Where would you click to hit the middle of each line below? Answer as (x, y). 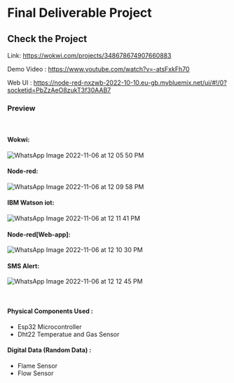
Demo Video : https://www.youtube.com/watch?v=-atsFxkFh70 (99, 69)
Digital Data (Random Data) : (49, 350)
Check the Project (47, 39)
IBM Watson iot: (31, 203)
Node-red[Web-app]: (39, 234)
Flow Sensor (35, 373)
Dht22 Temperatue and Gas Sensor (68, 334)
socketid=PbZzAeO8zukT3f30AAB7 (59, 90)
